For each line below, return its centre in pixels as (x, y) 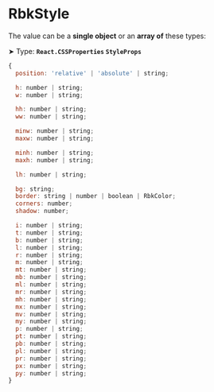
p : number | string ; (49, 329)
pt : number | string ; (51, 336)
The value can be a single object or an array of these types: (107, 36)
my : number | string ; (51, 322)
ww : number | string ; (51, 117)
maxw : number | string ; (54, 139)
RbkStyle (39, 14)
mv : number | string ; (51, 314)
